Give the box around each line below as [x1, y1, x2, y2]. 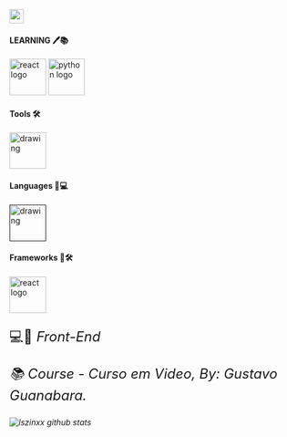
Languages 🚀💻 [9, 181, 68, 191]
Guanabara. [9, 386, 87, 404]
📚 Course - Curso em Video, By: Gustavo [9, 365, 278, 382]
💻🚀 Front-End [9, 328, 101, 346]
